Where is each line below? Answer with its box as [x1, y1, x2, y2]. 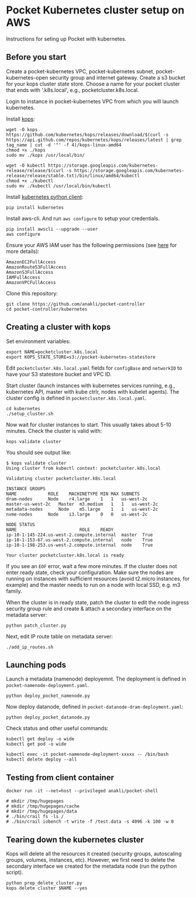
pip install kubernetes [6, 204, 64, 211]
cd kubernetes [6, 405, 41, 411]
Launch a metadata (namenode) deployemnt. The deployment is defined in [6, 675, 186, 682]
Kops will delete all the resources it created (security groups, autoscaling [6, 850, 182, 857]
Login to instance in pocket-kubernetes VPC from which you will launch [6, 98, 179, 105]
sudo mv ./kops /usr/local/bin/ [6, 152, 85, 158]
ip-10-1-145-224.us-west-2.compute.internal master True [6, 532, 153, 538]
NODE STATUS [6, 521, 35, 527]
